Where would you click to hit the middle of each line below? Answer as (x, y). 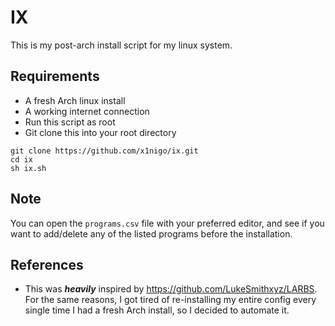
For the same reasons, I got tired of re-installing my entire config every (170, 300)
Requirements (55, 76)
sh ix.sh (28, 168)
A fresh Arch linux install (75, 100)
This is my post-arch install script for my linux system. (121, 45)
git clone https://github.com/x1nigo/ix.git (104, 151)
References (47, 264)
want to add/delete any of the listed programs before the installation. (151, 233)
